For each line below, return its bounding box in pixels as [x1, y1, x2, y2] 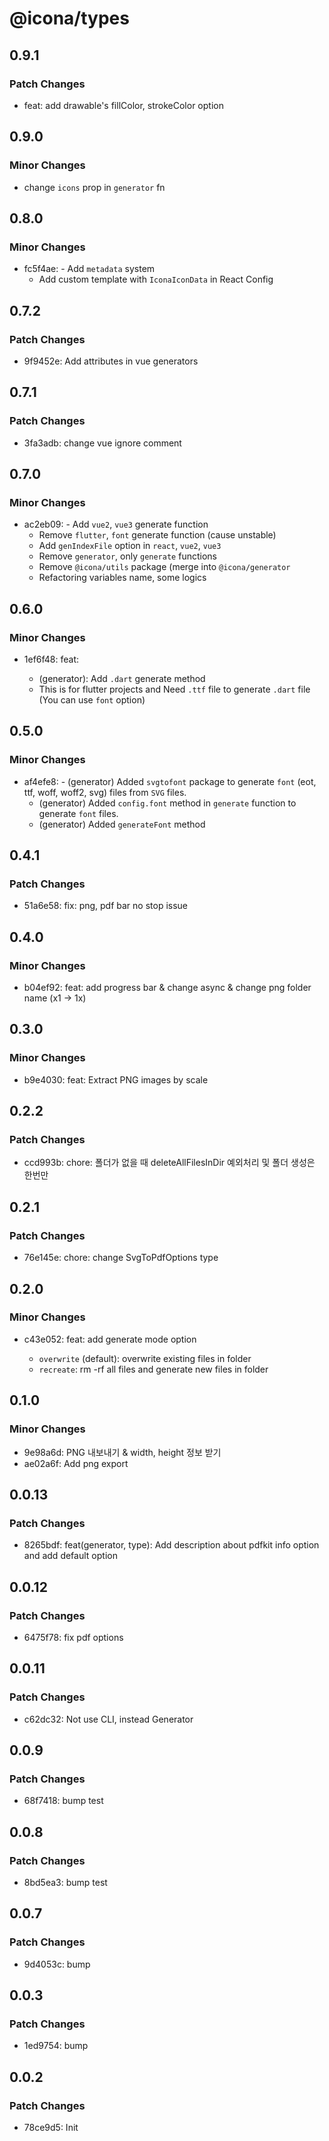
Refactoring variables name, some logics [38, 572, 207, 584]
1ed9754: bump [23, 2040, 89, 2052]
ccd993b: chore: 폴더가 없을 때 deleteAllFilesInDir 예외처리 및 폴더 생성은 [23, 1157, 316, 1169]
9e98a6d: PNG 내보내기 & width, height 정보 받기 [23, 1446, 222, 1458]
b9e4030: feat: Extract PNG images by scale [23, 1073, 209, 1086]
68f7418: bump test [23, 1795, 104, 1807]
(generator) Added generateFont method [38, 818, 206, 830]
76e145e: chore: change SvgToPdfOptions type [23, 1252, 219, 1264]
